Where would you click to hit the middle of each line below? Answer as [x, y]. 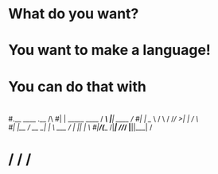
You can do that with [78, 86]
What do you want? [74, 14]
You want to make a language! [109, 50]
